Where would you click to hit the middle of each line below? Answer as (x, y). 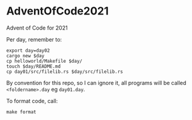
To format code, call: (32, 101)
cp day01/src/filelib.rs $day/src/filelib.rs (65, 71)
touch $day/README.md (34, 66)
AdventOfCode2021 (58, 11)
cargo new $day (25, 55)
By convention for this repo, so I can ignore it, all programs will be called (96, 83)
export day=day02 (28, 50)
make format (21, 112)
